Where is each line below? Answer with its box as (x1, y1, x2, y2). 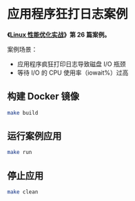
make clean (7, 189, 39, 195)
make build (7, 109, 39, 116)
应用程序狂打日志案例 (7, 6, 129, 22)
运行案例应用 (7, 131, 62, 142)
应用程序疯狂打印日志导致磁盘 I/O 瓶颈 (17, 59, 126, 68)
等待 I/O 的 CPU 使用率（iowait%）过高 (17, 68, 129, 77)
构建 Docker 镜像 (7, 90, 80, 102)
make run (7, 149, 32, 156)
